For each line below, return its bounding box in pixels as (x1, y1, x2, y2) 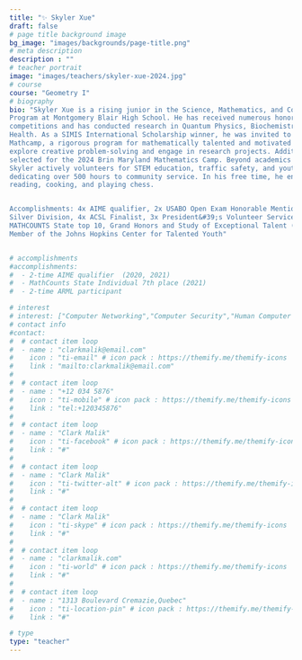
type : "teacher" (9, 638, 70, 647)
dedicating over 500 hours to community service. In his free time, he (9, 172, 283, 181)
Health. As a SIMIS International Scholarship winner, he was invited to (9, 130, 292, 139)
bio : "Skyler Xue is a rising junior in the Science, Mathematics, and (9, 105, 283, 114)
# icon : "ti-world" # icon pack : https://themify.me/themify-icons (9, 563, 288, 572)
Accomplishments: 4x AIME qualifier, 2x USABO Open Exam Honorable (9, 204, 268, 214)
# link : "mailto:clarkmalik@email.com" (9, 361, 175, 371)
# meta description (9, 47, 83, 56)
